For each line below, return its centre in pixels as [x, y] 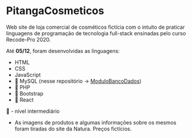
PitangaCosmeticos [55, 11]
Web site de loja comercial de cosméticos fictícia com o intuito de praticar [95, 27]
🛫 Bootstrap [29, 93]
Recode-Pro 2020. [28, 39]
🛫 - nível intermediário [33, 111]
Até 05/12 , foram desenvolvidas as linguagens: [63, 51]
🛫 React [24, 100]
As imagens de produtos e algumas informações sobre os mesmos [95, 122]
